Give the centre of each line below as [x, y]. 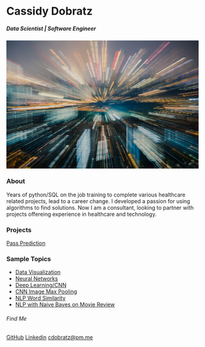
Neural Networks [36, 279]
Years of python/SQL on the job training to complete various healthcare [96, 195]
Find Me [17, 318]
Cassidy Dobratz [49, 11]
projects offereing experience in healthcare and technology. [81, 214]
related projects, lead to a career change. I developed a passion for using [98, 201]
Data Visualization [38, 272]
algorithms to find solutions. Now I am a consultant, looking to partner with [100, 207]
